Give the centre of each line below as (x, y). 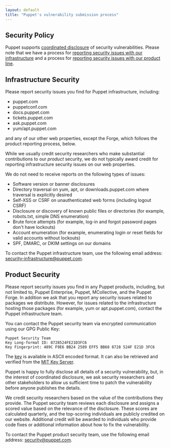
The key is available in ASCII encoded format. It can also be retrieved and (82, 356)
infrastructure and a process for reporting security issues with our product (83, 58)
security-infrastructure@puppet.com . (44, 259)
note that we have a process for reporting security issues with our (74, 53)
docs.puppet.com (31, 113)
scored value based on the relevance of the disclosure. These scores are (81, 408)
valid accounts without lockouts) (46, 238)
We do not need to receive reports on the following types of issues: (75, 174)
